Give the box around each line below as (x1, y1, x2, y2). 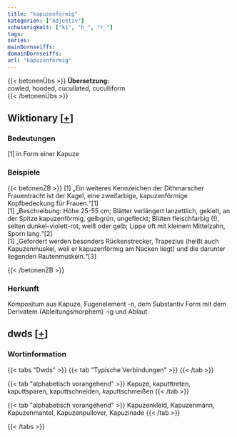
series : (7, 37, 31, 44)
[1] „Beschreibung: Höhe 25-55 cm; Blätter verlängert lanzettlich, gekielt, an (7, 206, 231, 215)
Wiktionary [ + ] (7, 112, 74, 125)
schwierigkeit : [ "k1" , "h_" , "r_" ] (7, 24, 114, 31)
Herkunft (7, 283, 39, 293)
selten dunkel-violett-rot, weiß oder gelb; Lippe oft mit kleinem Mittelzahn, (7, 222, 226, 230)
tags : (7, 30, 24, 38)
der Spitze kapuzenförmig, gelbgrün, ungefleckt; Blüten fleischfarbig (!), (7, 214, 220, 222)
